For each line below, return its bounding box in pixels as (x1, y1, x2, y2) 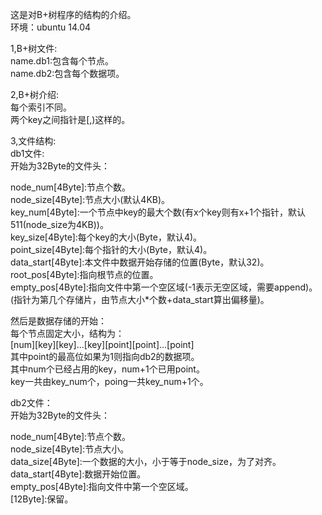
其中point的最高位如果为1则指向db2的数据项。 (10, 351, 200, 362)
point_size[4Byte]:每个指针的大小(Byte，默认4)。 (10, 244, 213, 255)
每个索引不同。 (10, 101, 72, 113)
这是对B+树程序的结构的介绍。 (10, 9, 137, 20)
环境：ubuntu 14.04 (10, 21, 92, 33)
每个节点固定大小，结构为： (10, 328, 125, 339)
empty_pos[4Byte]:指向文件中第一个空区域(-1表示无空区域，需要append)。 (10, 281, 318, 293)
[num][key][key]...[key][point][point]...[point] (10, 339, 195, 350)
